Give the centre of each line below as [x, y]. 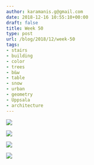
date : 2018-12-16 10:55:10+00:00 [47, 17]
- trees [16, 67]
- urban [16, 89]
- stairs [17, 50]
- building [20, 56]
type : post [20, 34]
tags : [13, 45]
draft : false [22, 23]
